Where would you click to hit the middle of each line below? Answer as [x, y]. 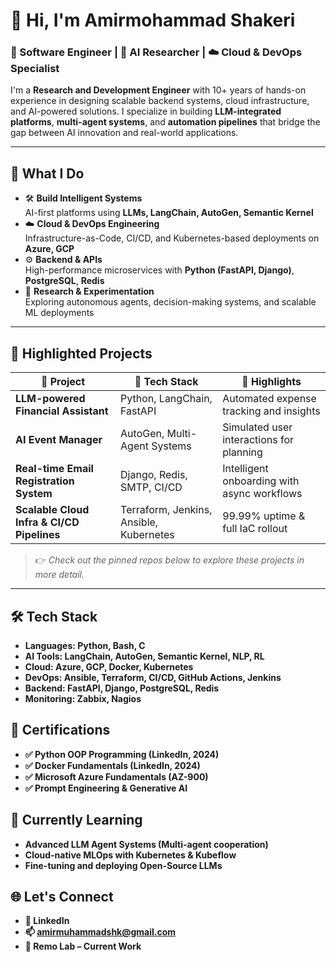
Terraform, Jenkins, [166, 510]
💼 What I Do [47, 173]
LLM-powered [50, 399]
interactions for [258, 440]
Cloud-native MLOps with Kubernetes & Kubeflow [130, 855]
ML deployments [59, 313]
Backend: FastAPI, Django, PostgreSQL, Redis [122, 688]
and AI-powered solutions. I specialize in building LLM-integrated [146, 111]
